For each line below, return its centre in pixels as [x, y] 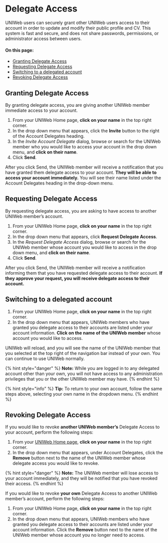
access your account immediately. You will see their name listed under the [83, 177]
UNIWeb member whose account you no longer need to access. [79, 535]
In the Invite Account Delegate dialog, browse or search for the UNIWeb [87, 141]
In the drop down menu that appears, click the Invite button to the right [86, 130]
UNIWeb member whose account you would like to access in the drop [85, 247]
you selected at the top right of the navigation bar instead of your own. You [83, 353]
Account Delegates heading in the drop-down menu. [59, 183]
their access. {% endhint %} [34, 484]
